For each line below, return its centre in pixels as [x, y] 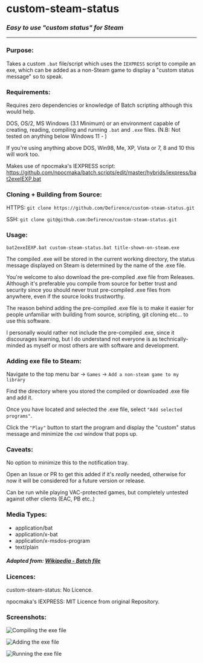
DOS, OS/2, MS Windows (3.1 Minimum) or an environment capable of [93, 123]
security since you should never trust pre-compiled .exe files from [89, 289]
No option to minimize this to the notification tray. [67, 463]
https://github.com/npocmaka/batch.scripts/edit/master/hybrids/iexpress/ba [101, 173]
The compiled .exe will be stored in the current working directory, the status [101, 259]
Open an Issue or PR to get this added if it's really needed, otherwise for [96, 474]
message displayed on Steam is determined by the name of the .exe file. [96, 265]
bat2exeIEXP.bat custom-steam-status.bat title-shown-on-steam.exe [93, 247]
